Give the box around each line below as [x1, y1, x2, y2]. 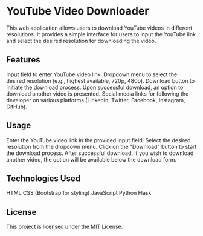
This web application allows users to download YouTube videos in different [6, 24, 193, 31]
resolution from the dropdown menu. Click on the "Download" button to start [6, 143, 197, 150]
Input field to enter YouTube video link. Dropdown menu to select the [6, 71, 178, 78]
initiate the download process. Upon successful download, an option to [6, 84, 184, 91]
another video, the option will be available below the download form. [6, 156, 177, 163]
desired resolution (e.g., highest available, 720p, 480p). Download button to [6, 77, 195, 84]
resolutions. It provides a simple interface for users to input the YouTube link [6, 30, 196, 38]
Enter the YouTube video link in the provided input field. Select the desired [6, 136, 191, 143]
